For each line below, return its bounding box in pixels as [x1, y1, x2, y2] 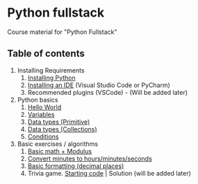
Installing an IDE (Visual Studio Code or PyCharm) [27, 81, 170, 89]
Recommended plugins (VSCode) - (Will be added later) [27, 88, 188, 96]
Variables [27, 110, 55, 118]
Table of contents [7, 48, 85, 59]
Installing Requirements [17, 66, 85, 74]
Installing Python [27, 73, 76, 82]
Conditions [27, 132, 59, 140]
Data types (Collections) [27, 125, 97, 133]
